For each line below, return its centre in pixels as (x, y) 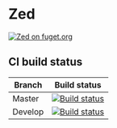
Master (26, 98)
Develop (28, 112)
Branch (28, 84)
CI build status (46, 62)
